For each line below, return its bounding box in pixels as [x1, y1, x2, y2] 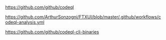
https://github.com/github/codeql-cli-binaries [5, 29, 99, 34]
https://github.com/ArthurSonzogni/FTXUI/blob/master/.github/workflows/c [5, 14, 161, 19]
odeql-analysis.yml [5, 19, 45, 25]
